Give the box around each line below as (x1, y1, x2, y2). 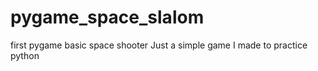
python (10, 49, 40, 61)
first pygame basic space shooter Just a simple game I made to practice (10, 39, 308, 51)
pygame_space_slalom (10, 6, 205, 29)
